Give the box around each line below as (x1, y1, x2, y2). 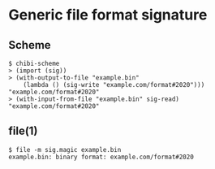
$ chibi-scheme (8, 59, 60, 67)
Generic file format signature (8, 6, 208, 24)
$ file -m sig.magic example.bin (8, 145, 122, 154)
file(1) (8, 124, 38, 138)
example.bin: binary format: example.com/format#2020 (8, 153, 195, 161)
